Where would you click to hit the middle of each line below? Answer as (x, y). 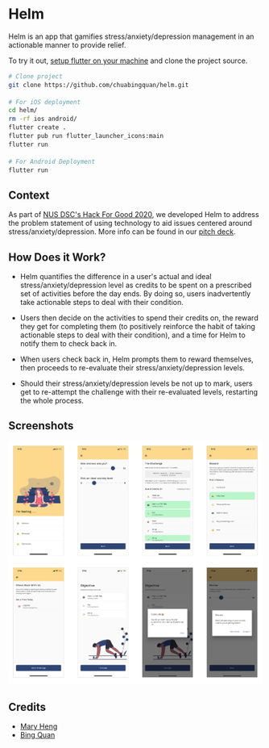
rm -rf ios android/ (43, 119)
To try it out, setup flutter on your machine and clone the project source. (128, 61)
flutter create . (37, 127)
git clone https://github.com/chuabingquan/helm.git (99, 85)
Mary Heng (39, 726)
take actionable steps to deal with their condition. (101, 303)
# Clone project (35, 76)
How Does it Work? (57, 257)
